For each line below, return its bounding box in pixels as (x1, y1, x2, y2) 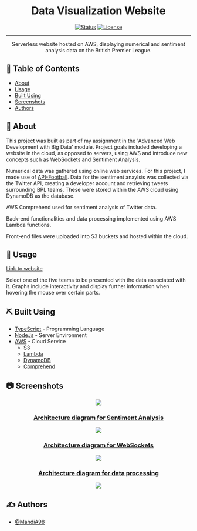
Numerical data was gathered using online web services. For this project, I (6, 167, 186, 174)
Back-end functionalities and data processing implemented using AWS (6, 215, 176, 222)
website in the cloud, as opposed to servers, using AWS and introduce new (6, 149, 188, 156)
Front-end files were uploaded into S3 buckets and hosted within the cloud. (6, 232, 188, 239)
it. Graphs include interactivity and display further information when (6, 283, 169, 290)
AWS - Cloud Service (14, 338, 66, 345)
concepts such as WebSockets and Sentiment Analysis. (6, 156, 141, 163)
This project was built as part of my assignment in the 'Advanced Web (6, 137, 175, 144)
